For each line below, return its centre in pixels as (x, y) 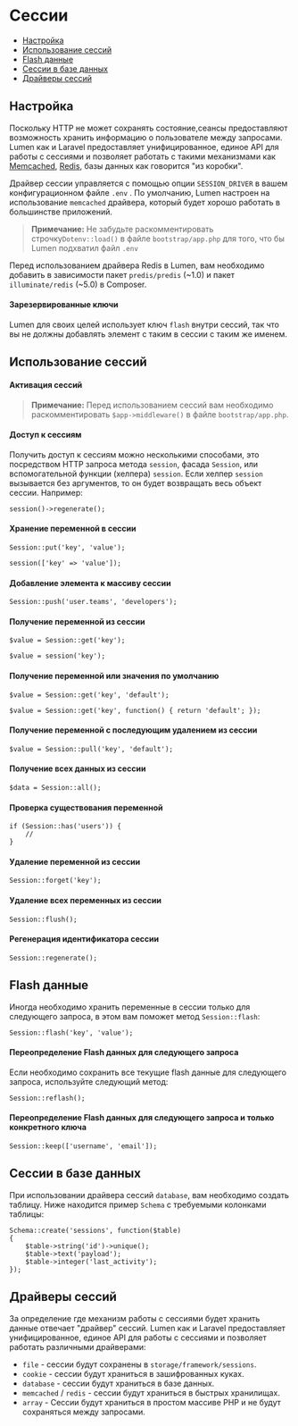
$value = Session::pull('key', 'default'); (91, 749)
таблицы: (27, 1214)
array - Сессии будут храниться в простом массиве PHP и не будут (151, 1402)
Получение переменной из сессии (77, 621)
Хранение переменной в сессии (73, 529)
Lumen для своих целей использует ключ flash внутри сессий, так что (144, 324)
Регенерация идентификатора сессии (84, 939)
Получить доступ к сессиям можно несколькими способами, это (134, 454)
